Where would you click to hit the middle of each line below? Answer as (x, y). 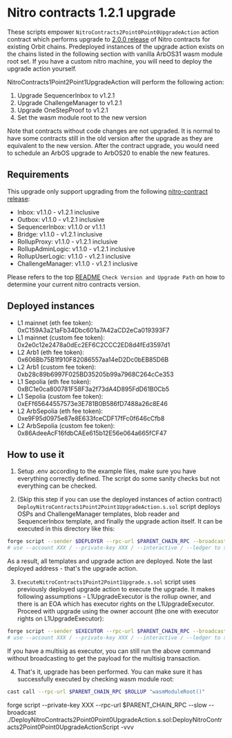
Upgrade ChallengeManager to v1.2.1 (69, 102)
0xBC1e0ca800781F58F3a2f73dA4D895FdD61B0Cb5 (93, 389)
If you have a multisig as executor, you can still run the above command (109, 651)
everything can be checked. (57, 486)
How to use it (36, 454)
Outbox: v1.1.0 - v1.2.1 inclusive (61, 219)
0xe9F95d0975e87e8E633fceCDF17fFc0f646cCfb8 (91, 418)
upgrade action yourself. (42, 68)
